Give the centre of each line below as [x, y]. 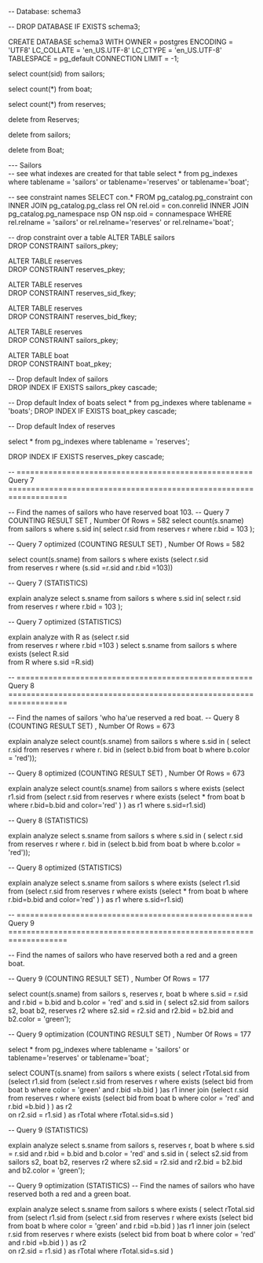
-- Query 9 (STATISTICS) [48, 1130]
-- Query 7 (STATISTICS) [48, 583]
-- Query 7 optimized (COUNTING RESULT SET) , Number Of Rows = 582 [126, 544]
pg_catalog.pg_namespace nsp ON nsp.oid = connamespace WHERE [120, 214]
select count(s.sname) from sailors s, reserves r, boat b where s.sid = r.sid [128, 994]
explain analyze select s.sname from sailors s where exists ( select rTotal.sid [131, 1209]
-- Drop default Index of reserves [62, 426]
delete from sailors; [39, 134]
